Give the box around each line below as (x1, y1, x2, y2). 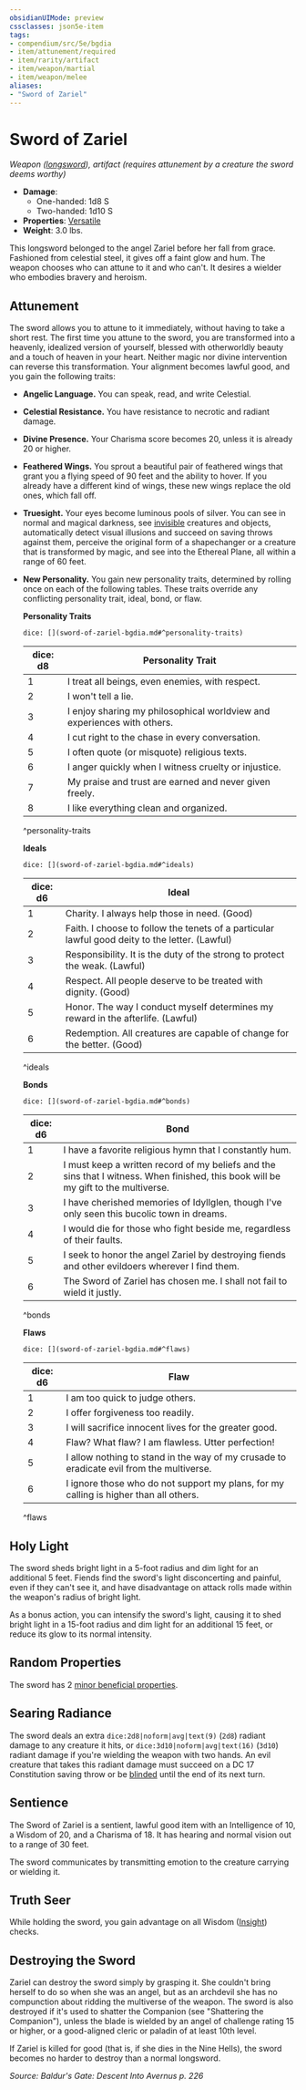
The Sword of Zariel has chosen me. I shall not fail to (63, 1275, 288, 1288)
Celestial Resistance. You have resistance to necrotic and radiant (22, 407, 270, 418)
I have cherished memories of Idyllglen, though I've (63, 1196, 282, 1209)
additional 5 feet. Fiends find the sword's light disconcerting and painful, (9, 1572, 281, 1583)
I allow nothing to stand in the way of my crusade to (66, 1451, 287, 1464)
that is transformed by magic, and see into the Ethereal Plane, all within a (22, 546, 296, 557)
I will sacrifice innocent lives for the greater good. (66, 1422, 278, 1434)
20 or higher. (22, 443, 71, 454)
